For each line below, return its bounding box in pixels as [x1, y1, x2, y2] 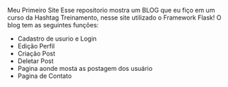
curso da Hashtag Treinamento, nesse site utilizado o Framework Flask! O [7, 13, 222, 22]
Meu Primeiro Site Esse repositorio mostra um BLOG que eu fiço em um [7, 6, 215, 14]
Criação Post [17, 49, 56, 58]
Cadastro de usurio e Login [17, 34, 97, 43]
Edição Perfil [17, 42, 55, 50]
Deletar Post [17, 57, 54, 65]
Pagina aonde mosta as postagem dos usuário [17, 65, 153, 72]
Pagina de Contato [17, 72, 72, 80]
